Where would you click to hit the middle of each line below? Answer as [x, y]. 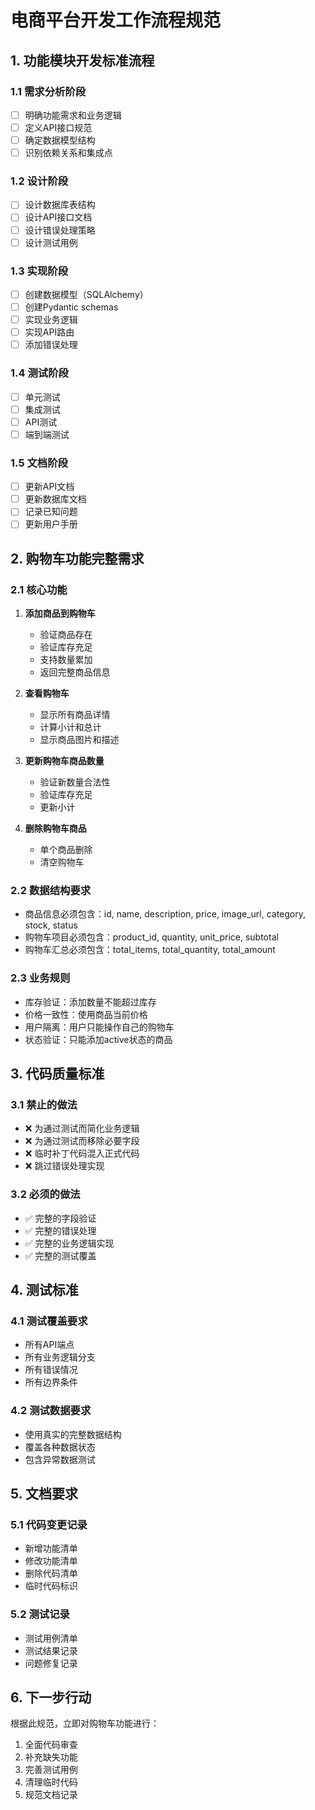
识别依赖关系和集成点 [68, 153]
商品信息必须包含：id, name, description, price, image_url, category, [165, 914]
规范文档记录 [51, 1795]
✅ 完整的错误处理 [60, 1230]
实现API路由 [49, 332]
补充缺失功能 [51, 1757]
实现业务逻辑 [51, 320]
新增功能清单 [51, 1548]
